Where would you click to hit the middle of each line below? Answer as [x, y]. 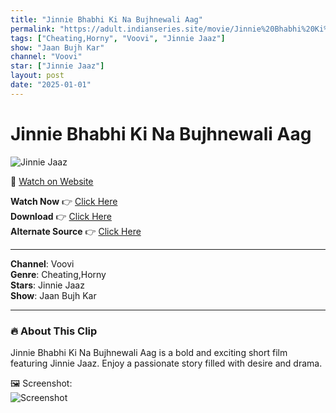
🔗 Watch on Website [52, 181]
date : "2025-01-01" [51, 85]
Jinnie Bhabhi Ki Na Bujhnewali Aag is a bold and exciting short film [149, 352]
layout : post [37, 76]
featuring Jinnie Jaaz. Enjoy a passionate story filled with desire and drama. [166, 363]
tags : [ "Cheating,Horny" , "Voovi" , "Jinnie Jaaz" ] [118, 38]
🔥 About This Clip [54, 331]
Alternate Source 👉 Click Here [76, 231]
